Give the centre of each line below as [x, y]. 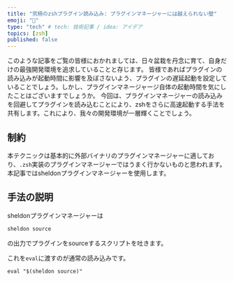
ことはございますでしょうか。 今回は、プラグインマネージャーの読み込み [118, 96]
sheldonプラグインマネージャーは [55, 215]
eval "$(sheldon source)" [45, 271]
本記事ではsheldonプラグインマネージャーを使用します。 [89, 173]
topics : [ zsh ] [28, 33]
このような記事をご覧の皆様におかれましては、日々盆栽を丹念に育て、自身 [114, 61]
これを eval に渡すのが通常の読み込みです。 [68, 258]
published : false [32, 40]
